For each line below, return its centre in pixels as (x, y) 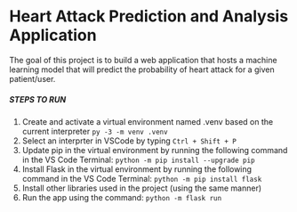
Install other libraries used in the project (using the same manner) (142, 188)
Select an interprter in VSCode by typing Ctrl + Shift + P (129, 141)
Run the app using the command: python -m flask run (122, 197)
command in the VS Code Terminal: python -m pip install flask (142, 178)
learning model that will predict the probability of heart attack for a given (142, 69)
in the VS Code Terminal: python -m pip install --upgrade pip (138, 159)
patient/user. (32, 78)
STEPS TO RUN (38, 99)
